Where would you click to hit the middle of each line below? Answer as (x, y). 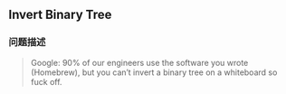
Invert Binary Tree (60, 15)
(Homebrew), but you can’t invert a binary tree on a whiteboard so (154, 72)
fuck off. (46, 81)
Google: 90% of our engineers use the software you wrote (139, 62)
